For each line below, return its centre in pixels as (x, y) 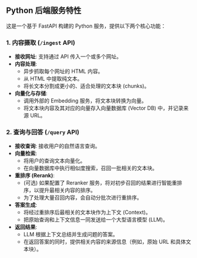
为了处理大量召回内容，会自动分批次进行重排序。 (83, 198)
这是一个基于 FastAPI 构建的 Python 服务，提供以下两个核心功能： (86, 26)
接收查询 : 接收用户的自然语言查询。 (57, 146)
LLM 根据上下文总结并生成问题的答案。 (71, 234)
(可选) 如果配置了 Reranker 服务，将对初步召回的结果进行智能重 (100, 183)
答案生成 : (26, 205)
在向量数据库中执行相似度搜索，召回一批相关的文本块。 (90, 168)
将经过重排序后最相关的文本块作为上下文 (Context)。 (87, 212)
